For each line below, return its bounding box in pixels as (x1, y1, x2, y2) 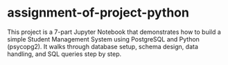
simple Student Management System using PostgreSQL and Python (7, 35, 200, 43)
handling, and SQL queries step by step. (7, 50, 122, 58)
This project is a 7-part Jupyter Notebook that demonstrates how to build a (7, 28, 222, 36)
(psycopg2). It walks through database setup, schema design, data (7, 42, 199, 50)
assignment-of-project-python (7, 5, 189, 21)
